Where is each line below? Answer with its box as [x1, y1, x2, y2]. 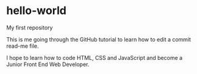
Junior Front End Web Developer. [6, 61, 90, 68]
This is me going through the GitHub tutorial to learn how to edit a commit [6, 35, 191, 43]
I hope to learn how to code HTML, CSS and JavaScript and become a [6, 54, 183, 61]
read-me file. [6, 42, 39, 50]
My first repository [6, 24, 53, 31]
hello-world [6, 4, 67, 18]
